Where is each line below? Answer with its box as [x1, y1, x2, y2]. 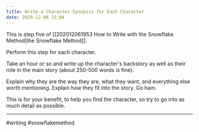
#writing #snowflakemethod [6, 119, 75, 126]
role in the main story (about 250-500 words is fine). [6, 66, 134, 73]
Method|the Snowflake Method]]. [6, 37, 88, 44]
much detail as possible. [6, 102, 66, 109]
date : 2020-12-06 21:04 [6, 14, 65, 20]
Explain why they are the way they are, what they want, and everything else [6, 78, 191, 85]
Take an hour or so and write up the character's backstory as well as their [6, 60, 186, 67]
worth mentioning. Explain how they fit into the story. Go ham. [6, 84, 157, 91]
